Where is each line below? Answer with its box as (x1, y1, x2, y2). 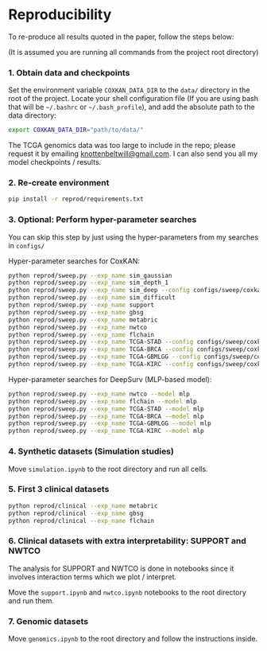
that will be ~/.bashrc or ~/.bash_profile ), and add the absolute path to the (8, 102, 256, 112)
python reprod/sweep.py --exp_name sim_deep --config (8, 287, 191, 294)
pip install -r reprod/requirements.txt (8, 195, 145, 204)
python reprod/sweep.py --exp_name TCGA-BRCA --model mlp (8, 412, 204, 420)
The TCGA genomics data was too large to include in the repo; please (8, 141, 236, 150)
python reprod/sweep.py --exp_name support (8, 301, 155, 310)
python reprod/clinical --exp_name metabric (8, 501, 158, 510)
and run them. (8, 595, 54, 606)
